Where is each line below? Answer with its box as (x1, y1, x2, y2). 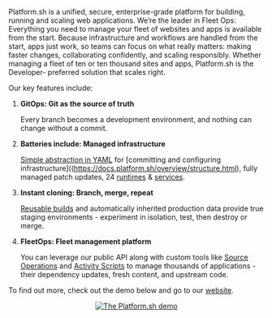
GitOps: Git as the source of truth (19, 99, 135, 108)
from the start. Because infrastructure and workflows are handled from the (8, 33, 258, 42)
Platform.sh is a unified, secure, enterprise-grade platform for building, (8, 7, 245, 16)
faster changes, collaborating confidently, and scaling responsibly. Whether (8, 50, 261, 59)
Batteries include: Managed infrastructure (19, 139, 166, 149)
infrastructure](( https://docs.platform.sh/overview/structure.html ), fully (19, 163, 258, 173)
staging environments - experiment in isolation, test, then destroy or (19, 212, 248, 222)
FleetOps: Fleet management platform (19, 237, 152, 246)
